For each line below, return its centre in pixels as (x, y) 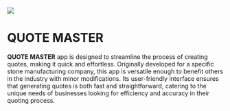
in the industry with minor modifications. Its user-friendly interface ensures (113, 78)
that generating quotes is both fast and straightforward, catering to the (107, 86)
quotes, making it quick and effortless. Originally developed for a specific (111, 64)
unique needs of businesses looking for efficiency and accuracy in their (108, 93)
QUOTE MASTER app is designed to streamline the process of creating (107, 57)
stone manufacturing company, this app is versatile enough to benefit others (115, 71)
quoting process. (31, 100)
